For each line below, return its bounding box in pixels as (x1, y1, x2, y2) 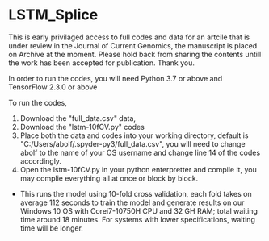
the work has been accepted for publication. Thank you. (8, 58, 195, 68)
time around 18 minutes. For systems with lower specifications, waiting (19, 214, 256, 224)
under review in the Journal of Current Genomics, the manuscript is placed (8, 40, 258, 50)
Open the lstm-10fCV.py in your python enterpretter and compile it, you (19, 164, 257, 174)
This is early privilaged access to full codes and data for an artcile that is (8, 32, 250, 42)
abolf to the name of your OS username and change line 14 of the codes (19, 148, 261, 157)
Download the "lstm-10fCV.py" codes (19, 122, 145, 131)
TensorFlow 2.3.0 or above (8, 82, 98, 92)
